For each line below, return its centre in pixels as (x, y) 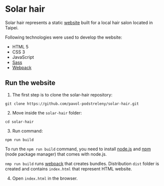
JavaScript (23, 57)
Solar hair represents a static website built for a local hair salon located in (79, 23)
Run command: (27, 131)
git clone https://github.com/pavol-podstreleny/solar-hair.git (72, 104)
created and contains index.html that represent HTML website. (69, 169)
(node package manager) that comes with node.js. (56, 154)
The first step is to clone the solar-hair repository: (62, 94)
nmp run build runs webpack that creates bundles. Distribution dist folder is (82, 163)
